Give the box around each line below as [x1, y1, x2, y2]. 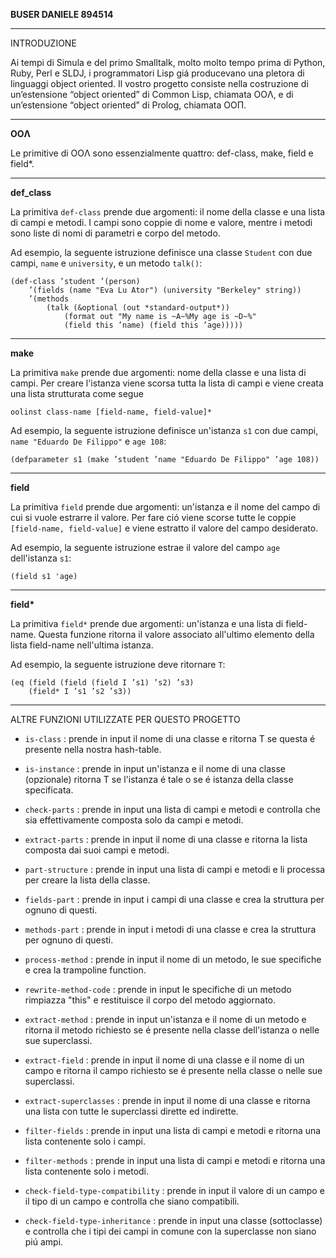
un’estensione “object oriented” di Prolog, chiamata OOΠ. [10, 99, 247, 111]
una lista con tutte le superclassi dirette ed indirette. [24, 1105, 239, 1117]
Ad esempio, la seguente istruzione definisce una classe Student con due [10, 247, 313, 258]
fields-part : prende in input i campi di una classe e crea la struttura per [24, 894, 325, 905]
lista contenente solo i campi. [24, 1135, 147, 1147]
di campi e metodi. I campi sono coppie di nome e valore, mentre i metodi [10, 217, 313, 228]
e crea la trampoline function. [24, 964, 147, 976]
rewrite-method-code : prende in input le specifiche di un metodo [24, 984, 292, 995]
